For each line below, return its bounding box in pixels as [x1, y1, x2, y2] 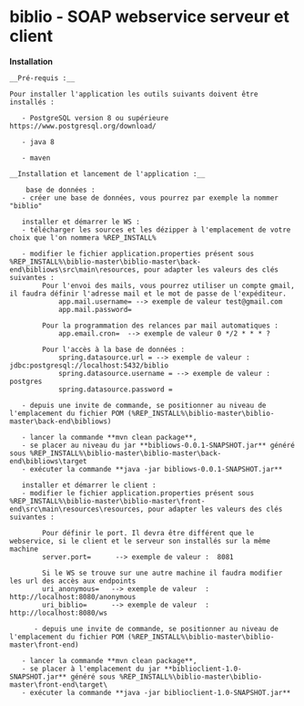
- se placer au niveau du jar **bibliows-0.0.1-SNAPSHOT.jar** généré [21, 441, 296, 450]
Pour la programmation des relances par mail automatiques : [42, 321, 279, 330]
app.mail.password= [57, 305, 132, 314]
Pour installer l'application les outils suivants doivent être [9, 89, 258, 99]
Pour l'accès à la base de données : [42, 345, 185, 354]
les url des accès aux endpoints [9, 576, 137, 586]
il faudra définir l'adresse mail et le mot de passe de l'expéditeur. [9, 289, 287, 298]
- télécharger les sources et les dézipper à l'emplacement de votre [21, 225, 291, 234]
